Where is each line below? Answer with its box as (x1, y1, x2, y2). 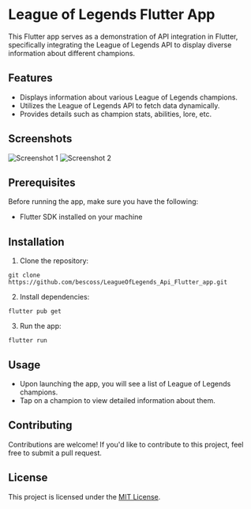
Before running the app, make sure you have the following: (8, 197, 199, 206)
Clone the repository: (19, 256, 89, 266)
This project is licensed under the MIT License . (8, 492, 161, 501)
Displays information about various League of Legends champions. (19, 92, 238, 102)
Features (8, 71, 53, 85)
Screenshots (8, 132, 73, 145)
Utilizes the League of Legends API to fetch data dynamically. (19, 100, 220, 110)
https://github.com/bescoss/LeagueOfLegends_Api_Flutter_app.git (8, 278, 227, 286)
